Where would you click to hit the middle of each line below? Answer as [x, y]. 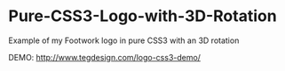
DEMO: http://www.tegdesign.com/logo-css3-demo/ [105, 57]
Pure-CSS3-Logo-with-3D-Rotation [142, 16]
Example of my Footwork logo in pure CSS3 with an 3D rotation [124, 40]
